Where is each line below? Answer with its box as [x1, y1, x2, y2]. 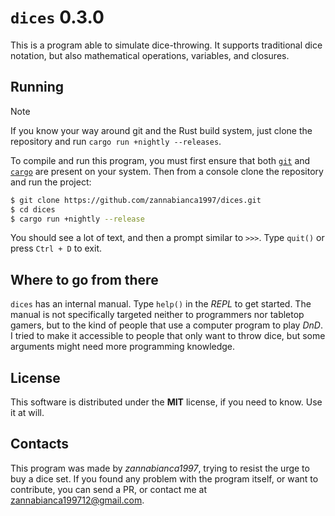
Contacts [10, 436, 70, 453]
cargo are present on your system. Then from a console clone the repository [10, 165, 324, 177]
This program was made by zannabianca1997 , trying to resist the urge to [10, 462, 310, 474]
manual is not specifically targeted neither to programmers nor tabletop [10, 309, 305, 321]
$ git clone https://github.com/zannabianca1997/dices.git [10, 195, 262, 205]
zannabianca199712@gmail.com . [10, 494, 145, 506]
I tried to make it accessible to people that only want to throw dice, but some [10, 330, 326, 342]
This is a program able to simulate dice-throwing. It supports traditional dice [10, 39, 323, 51]
